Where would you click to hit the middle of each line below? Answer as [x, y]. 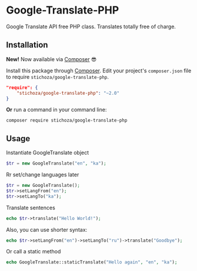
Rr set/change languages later [43, 175]
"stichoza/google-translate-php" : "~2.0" [68, 93]
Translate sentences [31, 208]
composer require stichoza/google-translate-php [67, 121]
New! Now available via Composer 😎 [51, 59]
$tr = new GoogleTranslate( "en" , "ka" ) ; [56, 163]
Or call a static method [34, 252]
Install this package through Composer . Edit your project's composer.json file [99, 71]
